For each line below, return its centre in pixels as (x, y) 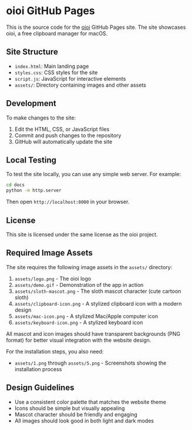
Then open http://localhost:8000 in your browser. (68, 202)
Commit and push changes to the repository (68, 135)
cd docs (16, 185)
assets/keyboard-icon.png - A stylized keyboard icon (79, 322)
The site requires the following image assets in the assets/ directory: (89, 267)
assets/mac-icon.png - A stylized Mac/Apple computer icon (86, 316)
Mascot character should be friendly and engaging (76, 414)
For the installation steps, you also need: (55, 351)
